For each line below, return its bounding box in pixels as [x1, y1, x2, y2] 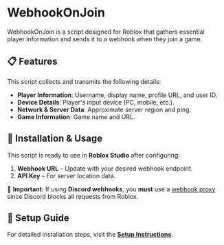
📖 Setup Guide [7, 212, 70, 224]
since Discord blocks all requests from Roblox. [7, 192, 139, 200]
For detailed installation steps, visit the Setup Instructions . [7, 231, 174, 239]
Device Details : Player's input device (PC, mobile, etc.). [16, 98, 175, 106]
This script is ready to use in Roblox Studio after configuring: [7, 151, 181, 159]
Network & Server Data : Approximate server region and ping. [16, 105, 191, 114]
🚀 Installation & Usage [7, 133, 103, 145]
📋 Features [7, 56, 58, 67]
